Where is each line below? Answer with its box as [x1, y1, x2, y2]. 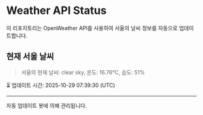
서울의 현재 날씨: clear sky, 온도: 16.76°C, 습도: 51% [21, 68, 145, 76]
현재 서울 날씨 [6, 51, 54, 62]
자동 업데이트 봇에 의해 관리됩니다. [6, 102, 87, 109]
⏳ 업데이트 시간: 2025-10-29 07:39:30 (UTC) [6, 81, 115, 88]
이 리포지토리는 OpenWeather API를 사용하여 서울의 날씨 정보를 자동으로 [6, 24, 178, 31]
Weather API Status [6, 4, 107, 18]
